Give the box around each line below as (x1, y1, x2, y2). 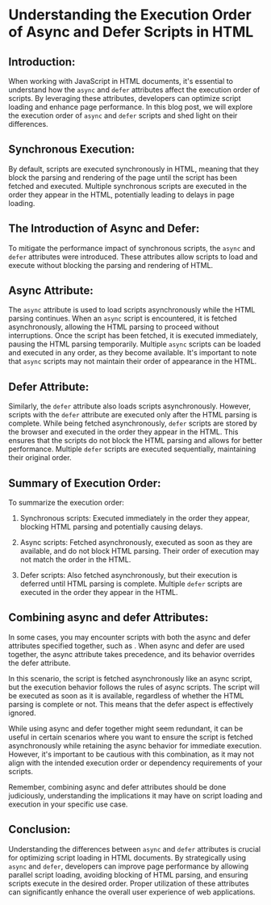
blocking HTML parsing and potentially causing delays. (19, 522, 203, 532)
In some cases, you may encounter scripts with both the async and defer (8, 632, 251, 642)
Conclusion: (8, 823, 71, 836)
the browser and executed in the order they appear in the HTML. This (8, 427, 239, 437)
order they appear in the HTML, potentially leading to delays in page (8, 190, 236, 199)
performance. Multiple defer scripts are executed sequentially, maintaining (8, 444, 256, 454)
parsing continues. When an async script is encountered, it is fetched (8, 313, 238, 324)
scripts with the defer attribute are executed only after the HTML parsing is (8, 410, 258, 420)
